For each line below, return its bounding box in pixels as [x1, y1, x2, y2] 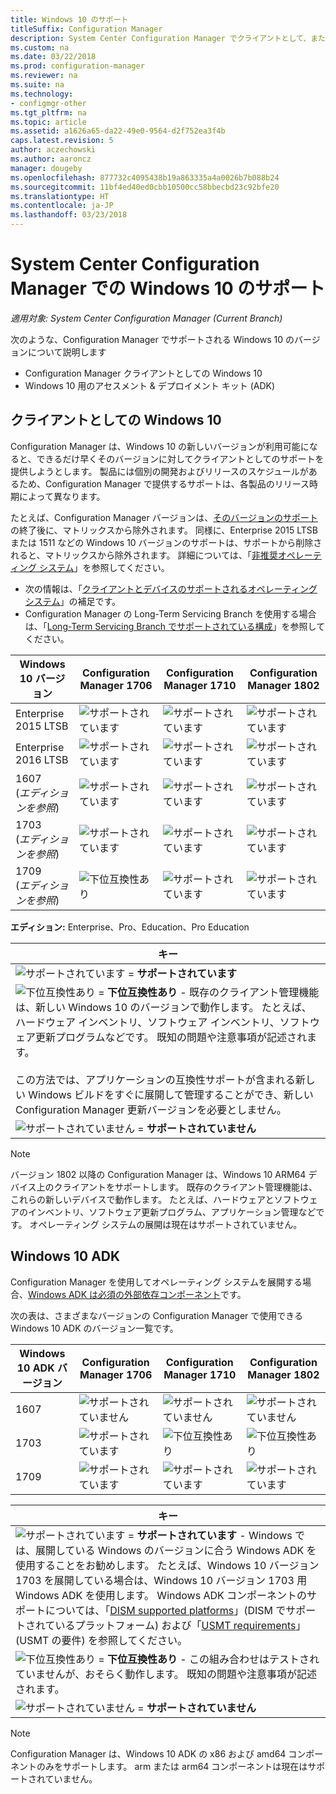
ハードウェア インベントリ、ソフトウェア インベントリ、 [15, 1015, 280, 1029]
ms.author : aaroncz [10, 154, 92, 164]
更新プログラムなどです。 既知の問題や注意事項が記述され [35, 1030, 307, 1044]
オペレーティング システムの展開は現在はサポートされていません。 [29, 1218, 303, 1230]
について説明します [27, 346, 107, 358]
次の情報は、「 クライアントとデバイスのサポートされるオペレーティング [24, 582, 318, 595]
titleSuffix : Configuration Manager [10, 24, 163, 34]
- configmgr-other [10, 98, 87, 108]
